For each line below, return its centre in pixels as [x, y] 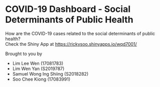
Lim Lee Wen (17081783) [38, 63]
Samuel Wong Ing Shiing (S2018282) [50, 74]
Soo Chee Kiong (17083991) [41, 79]
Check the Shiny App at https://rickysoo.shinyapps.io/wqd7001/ [71, 44]
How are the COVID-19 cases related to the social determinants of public [80, 33]
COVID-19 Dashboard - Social [68, 9]
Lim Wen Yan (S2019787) [38, 69]
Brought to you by [24, 54]
